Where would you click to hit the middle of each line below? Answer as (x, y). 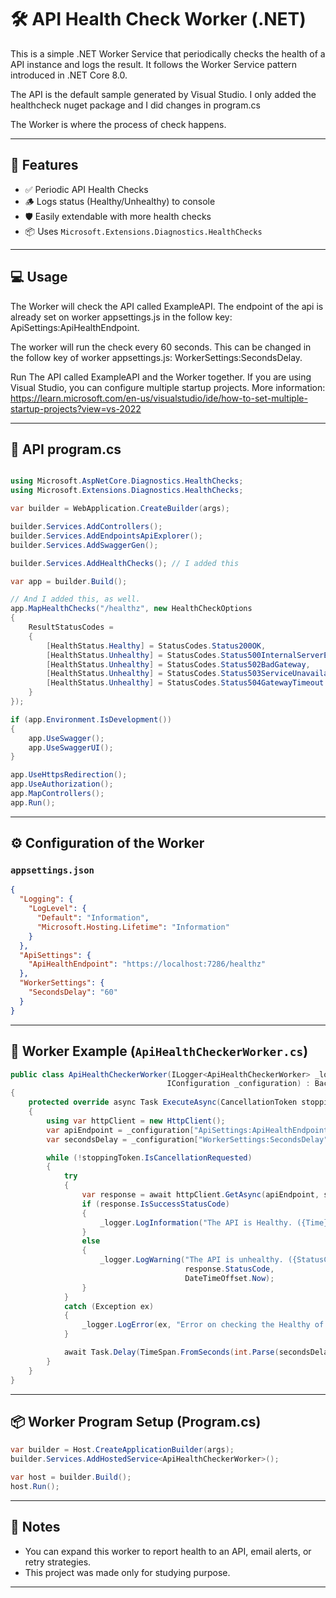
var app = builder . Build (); (69, 581)
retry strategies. (58, 1562)
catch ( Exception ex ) (109, 1306)
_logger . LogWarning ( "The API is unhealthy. (191, 1260)
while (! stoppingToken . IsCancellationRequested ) (149, 1157)
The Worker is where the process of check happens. (118, 124)
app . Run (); (33, 802)
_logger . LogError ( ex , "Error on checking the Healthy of (203, 1325)
